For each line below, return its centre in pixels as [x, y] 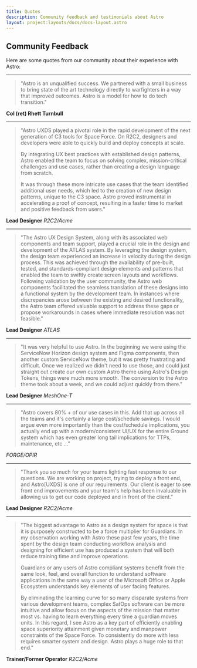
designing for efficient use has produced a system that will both [97, 550]
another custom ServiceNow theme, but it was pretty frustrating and [103, 359]
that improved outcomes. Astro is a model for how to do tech [94, 96]
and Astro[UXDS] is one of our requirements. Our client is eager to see [106, 484]
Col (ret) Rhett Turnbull [35, 114]
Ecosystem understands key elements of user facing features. [95, 586]
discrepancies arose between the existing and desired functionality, [102, 300]
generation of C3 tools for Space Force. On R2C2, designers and [98, 137]
